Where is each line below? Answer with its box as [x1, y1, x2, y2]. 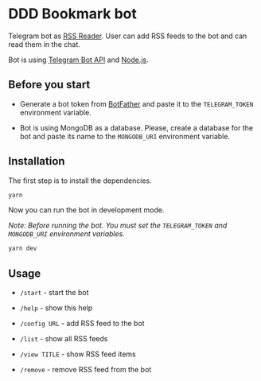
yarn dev [8, 244, 37, 253]
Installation [8, 154, 65, 168]
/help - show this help [19, 303, 93, 313]
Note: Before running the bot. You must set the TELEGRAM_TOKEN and [8, 220, 228, 231]
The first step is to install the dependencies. [8, 176, 153, 185]
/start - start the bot [19, 288, 89, 297]
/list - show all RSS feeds [19, 334, 108, 344]
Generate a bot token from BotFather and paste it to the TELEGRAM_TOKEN [19, 99, 254, 108]
